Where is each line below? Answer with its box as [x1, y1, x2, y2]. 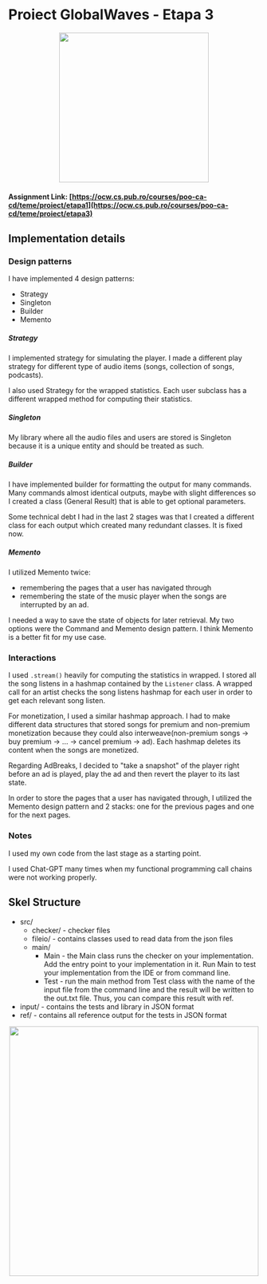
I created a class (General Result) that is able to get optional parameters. [8, 497, 246, 507]
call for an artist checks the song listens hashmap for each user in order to [8, 687, 253, 697]
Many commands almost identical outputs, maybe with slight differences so [8, 488, 257, 498]
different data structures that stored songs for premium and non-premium [8, 720, 250, 729]
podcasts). [8, 370, 44, 380]
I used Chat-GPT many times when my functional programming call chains [8, 864, 253, 873]
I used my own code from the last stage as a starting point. [8, 849, 202, 858]
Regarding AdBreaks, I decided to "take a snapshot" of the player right [8, 761, 240, 770]
